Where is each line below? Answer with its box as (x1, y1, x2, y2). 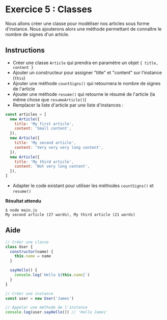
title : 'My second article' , (14, 140, 76, 145)
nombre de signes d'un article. (5, 31, 70, 37)
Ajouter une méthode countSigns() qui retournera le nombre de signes (12, 80, 161, 86)
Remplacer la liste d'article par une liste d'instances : (12, 102, 124, 108)
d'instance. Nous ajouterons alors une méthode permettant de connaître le (5, 25, 162, 32)
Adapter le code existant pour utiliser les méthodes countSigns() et (12, 182, 154, 189)
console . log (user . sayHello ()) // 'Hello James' (5, 310, 108, 315)
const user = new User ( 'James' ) (5, 296, 74, 301)
